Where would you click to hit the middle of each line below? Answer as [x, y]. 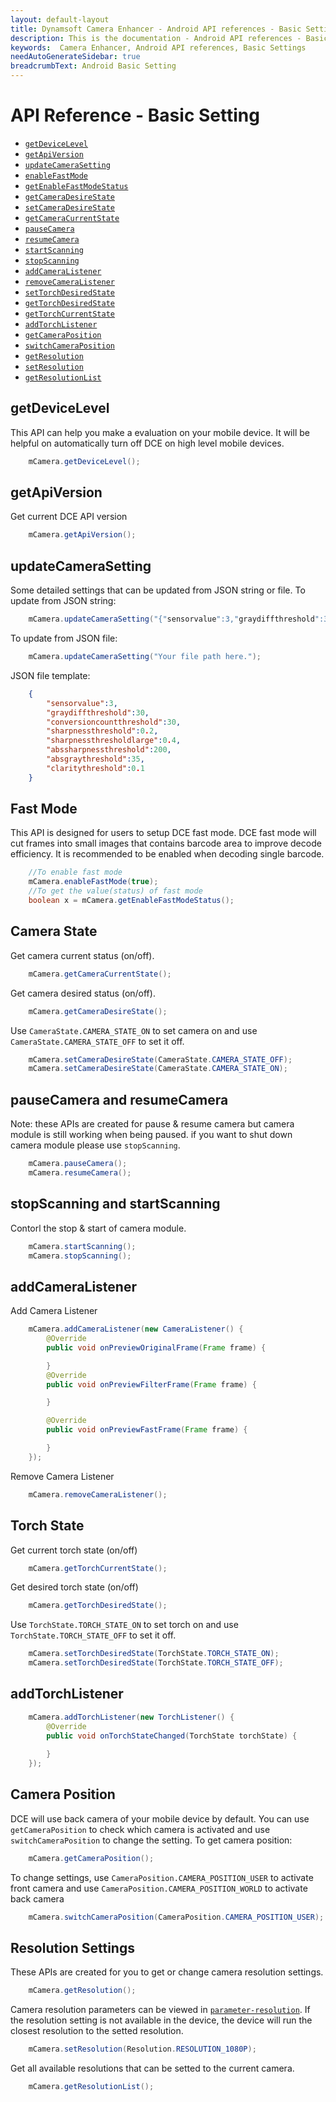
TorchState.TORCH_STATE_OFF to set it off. [93, 1635]
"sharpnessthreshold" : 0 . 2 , [102, 731]
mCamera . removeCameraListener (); [98, 1494]
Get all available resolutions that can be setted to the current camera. [152, 2068]
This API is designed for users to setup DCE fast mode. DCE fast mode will [163, 833]
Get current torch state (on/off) [74, 1550]
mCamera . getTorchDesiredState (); [98, 1606]
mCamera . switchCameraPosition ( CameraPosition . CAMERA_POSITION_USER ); [176, 1917]
